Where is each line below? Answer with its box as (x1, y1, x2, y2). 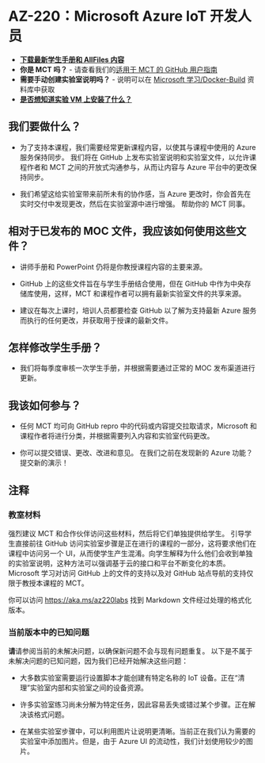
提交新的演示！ (19, 458, 69, 468)
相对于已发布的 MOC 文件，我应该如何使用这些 (8, 224, 237, 238)
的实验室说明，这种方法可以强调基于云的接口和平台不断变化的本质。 (8, 558, 230, 568)
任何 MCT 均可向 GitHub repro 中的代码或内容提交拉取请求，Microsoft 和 (19, 421, 257, 431)
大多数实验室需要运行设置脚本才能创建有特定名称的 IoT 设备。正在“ (19, 673, 238, 683)
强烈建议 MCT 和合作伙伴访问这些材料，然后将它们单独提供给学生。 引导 (8, 528, 245, 538)
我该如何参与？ (8, 398, 81, 412)
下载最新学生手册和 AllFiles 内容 (19, 55, 125, 64)
